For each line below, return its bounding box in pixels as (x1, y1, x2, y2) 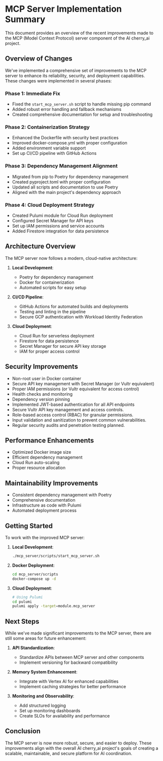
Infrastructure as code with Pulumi (12, 502, 82, 508)
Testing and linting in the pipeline (19, 309, 86, 315)
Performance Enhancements (5, 436, 94, 444)
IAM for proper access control (19, 348, 80, 354)
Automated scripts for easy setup (19, 284, 87, 290)
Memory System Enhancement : (12, 669, 78, 675)
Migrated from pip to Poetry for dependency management (12, 173, 128, 179)
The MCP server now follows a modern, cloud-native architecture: (5, 255, 138, 261)
